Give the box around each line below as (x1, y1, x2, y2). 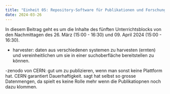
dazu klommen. (5, 83, 37, 89)
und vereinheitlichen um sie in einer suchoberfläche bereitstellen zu (12, 52, 154, 58)
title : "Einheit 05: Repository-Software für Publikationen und (5, 7, 144, 13)
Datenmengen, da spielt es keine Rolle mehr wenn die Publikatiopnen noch (5, 78, 161, 84)
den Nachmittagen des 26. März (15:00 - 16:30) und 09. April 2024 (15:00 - (5, 32, 162, 38)
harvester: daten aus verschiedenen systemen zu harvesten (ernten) (12, 47, 156, 53)
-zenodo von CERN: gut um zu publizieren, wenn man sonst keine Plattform (5, 67, 163, 74)
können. (12, 57, 30, 64)
